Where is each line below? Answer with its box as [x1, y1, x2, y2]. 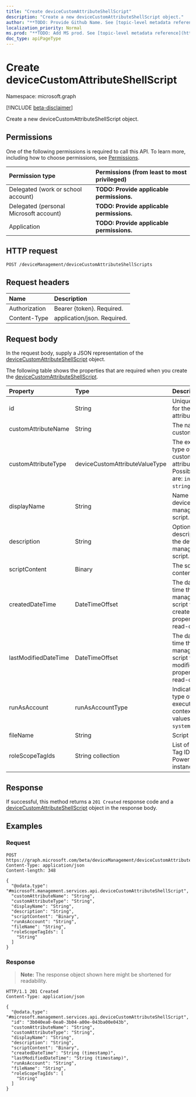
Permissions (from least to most [95, 168, 187, 176]
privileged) [95, 175, 127, 183]
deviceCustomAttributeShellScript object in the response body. [6, 804, 157, 811]
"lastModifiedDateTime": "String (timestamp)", [11, 1055, 129, 1061]
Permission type [9, 171, 56, 180]
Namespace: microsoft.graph [6, 92, 76, 99]
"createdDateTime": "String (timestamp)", [11, 1050, 116, 1056]
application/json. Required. [54, 314, 127, 322]
